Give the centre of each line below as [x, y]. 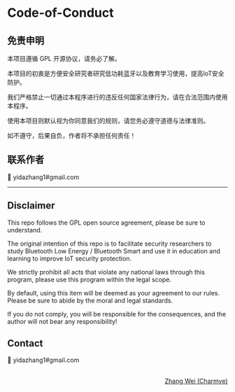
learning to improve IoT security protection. [69, 258]
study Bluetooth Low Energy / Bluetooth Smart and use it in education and [114, 251]
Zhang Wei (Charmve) [196, 381]
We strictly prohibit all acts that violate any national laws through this [106, 272]
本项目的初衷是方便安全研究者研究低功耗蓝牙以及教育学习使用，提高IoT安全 [116, 73]
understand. [25, 230]
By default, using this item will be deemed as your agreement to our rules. [114, 293]
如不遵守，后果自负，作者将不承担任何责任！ [72, 135]
